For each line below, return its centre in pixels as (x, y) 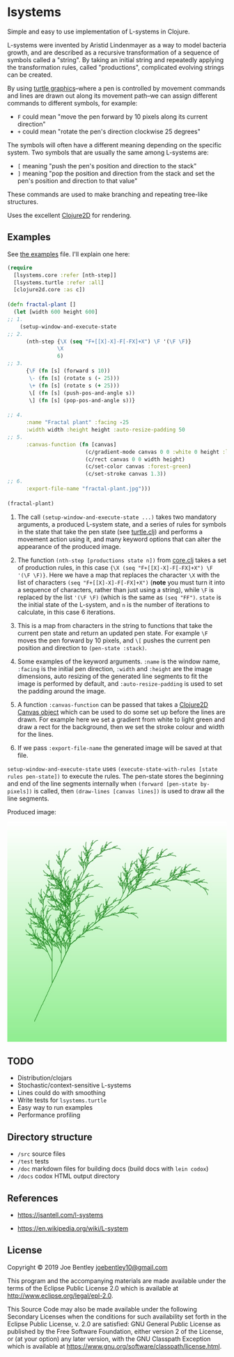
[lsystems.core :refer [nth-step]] (65, 275)
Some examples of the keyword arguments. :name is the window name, (119, 661)
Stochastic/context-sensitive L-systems (74, 1085)
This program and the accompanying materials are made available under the (117, 1281)
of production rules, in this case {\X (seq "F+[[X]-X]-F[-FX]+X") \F (115, 567)
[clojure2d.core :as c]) (49, 290)
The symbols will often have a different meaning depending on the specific (115, 145)
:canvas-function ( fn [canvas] (71, 444)
